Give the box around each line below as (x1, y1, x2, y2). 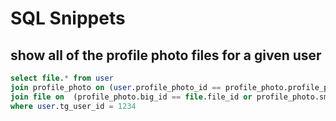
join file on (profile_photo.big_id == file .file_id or (10, 92, 253, 102)
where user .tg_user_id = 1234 (10, 101, 137, 111)
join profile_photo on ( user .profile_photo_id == (10, 82, 222, 92)
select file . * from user (10, 73, 114, 83)
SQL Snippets (10, 7, 126, 30)
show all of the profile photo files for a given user (10, 47, 322, 64)
